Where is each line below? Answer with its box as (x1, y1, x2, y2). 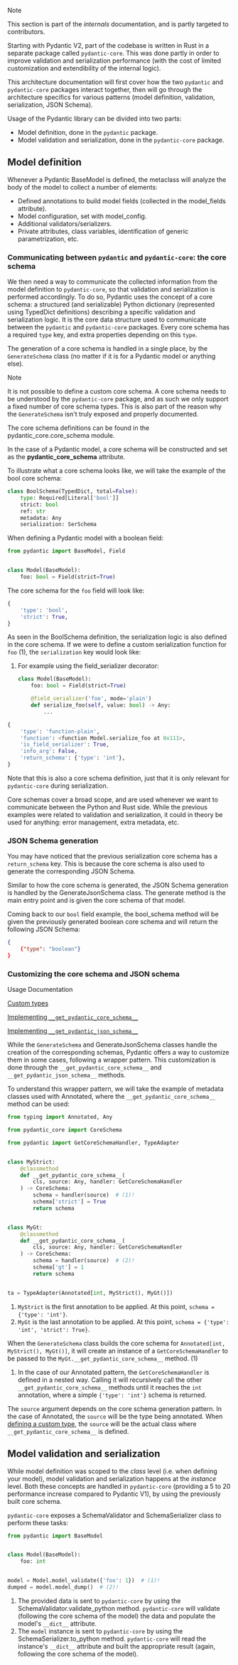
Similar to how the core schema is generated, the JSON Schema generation (7, 881, 229, 890)
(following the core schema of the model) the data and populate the (17, 1612, 216, 1620)
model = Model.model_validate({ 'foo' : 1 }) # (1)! (7, 1577, 161, 1584)
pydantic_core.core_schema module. (7, 431, 115, 440)
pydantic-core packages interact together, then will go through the (7, 86, 202, 93)
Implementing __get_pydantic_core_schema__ (7, 1013, 139, 1022)
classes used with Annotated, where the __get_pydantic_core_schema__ (7, 1092, 216, 1101)
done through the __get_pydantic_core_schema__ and (7, 1063, 162, 1072)
